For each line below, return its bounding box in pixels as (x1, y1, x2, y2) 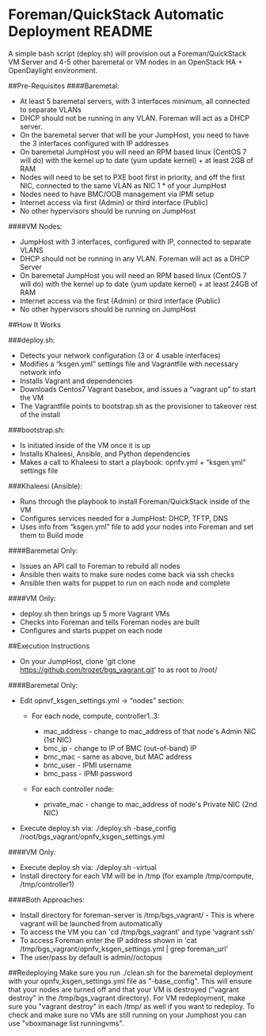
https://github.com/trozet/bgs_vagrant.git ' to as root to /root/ (19, 665, 218, 675)
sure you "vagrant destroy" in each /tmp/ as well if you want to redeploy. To (8, 1001, 255, 1011)
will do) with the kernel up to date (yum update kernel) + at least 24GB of (19, 279, 258, 288)
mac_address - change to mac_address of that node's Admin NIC (43, 726, 256, 736)
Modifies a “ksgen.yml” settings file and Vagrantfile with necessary (19, 359, 239, 369)
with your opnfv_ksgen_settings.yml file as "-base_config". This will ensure (8, 976, 253, 986)
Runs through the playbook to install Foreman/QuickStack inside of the (19, 497, 251, 506)
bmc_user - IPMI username (43, 760, 132, 770)
